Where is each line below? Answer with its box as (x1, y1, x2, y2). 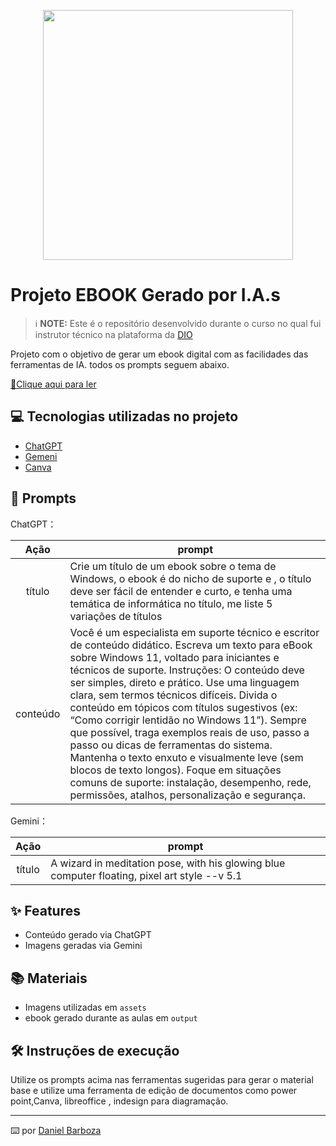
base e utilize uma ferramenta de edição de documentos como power (10, 1085, 298, 1096)
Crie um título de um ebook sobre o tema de (69, 559, 277, 573)
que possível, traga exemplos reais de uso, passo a (69, 725, 310, 739)
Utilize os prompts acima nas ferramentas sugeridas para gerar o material (10, 1074, 314, 1085)
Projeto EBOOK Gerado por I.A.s (10, 284, 281, 307)
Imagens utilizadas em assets (24, 1001, 147, 1014)
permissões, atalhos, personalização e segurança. (69, 788, 306, 802)
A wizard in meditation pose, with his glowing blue (50, 856, 286, 870)
